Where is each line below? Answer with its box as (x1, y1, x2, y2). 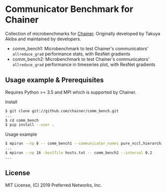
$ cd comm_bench (5, 118, 39, 123)
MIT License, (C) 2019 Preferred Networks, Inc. (5, 182, 102, 188)
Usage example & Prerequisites (5, 76, 104, 84)
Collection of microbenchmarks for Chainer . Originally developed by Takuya (5, 30, 161, 36)
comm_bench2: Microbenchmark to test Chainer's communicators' (12, 56, 150, 62)
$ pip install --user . (5, 122, 55, 128)
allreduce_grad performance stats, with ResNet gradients (12, 51, 131, 57)
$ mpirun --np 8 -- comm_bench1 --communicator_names (5, 141, 119, 146)
